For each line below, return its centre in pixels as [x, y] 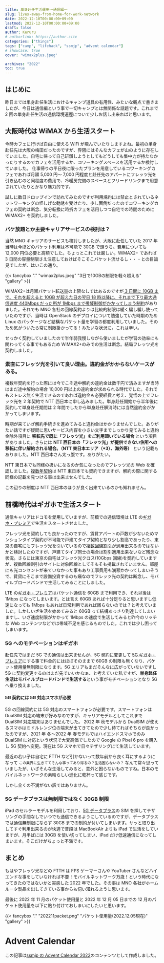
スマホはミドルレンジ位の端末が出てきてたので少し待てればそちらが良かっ [84, 728]
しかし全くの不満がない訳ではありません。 [48, 785]
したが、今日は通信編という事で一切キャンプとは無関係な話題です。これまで [82, 108]
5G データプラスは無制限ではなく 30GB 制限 [57, 799]
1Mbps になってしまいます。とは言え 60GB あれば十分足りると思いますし [79, 599]
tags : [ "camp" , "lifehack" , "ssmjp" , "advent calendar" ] [64, 46]
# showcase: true [23, 50]
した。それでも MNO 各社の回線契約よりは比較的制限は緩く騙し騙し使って [84, 310]
